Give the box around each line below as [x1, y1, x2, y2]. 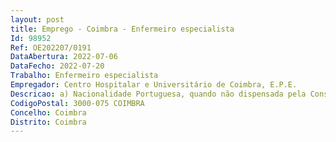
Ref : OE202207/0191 [10, 42, 92, 53]
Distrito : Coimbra [10, 117, 87, 127]
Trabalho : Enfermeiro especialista [10, 71, 159, 81]
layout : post [10, 14, 65, 25]
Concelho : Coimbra [10, 107, 87, 118]
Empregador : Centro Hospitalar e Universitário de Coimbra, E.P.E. [10, 80, 298, 90]
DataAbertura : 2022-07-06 [10, 52, 118, 62]
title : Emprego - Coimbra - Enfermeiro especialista [10, 24, 235, 34]
